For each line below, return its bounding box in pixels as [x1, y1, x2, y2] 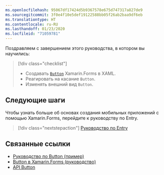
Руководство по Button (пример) [12, 153, 84, 159]
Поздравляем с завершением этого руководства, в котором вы [5, 45, 145, 51]
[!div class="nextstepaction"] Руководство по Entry [17, 124, 128, 131]
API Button [12, 164, 36, 170]
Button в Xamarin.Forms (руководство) [12, 159, 96, 165]
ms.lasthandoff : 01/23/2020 [5, 27, 65, 32]
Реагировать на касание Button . [25, 76, 96, 82]
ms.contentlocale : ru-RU [5, 21, 58, 27]
